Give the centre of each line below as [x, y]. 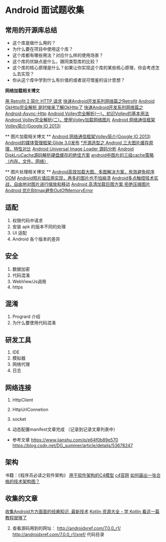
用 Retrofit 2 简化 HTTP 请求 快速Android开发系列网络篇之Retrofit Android [80, 101]
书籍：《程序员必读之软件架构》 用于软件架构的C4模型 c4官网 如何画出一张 [81, 475]
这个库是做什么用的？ [34, 43]
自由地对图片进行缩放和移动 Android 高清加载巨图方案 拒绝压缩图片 [82, 184]
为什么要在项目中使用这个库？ [42, 49]
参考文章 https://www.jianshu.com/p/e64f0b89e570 [65, 440]
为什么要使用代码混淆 [34, 323]
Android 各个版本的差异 [36, 239]
